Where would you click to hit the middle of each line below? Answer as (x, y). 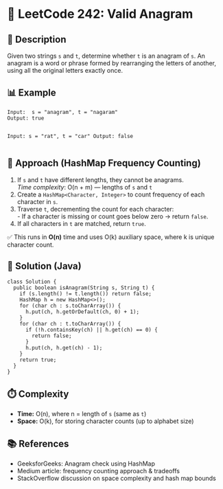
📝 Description (37, 39)
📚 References (38, 443)
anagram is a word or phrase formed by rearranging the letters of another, (111, 63)
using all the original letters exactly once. (65, 70)
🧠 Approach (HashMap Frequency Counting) (104, 163)
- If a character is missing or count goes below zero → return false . (113, 216)
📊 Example (32, 93)
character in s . (37, 201)
